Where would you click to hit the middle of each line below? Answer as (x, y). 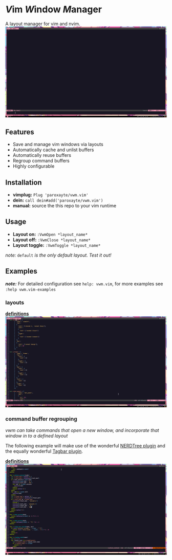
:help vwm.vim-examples (31, 290)
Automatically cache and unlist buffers (53, 150)
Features (20, 132)
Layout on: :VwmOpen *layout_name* (50, 234)
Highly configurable (34, 166)
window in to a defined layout (37, 436)
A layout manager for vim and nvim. (43, 24)
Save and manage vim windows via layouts (58, 144)
